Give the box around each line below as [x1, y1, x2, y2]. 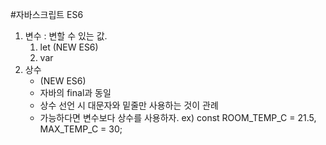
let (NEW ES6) [39, 41, 99, 53]
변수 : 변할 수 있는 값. [24, 30, 108, 42]
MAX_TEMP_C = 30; [39, 123, 123, 135]
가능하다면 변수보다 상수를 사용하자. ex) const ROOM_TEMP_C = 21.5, [39, 112, 317, 123]
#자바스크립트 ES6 [10, 9, 84, 20]
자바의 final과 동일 [39, 87, 112, 98]
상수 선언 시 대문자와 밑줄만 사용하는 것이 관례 [39, 99, 219, 111]
